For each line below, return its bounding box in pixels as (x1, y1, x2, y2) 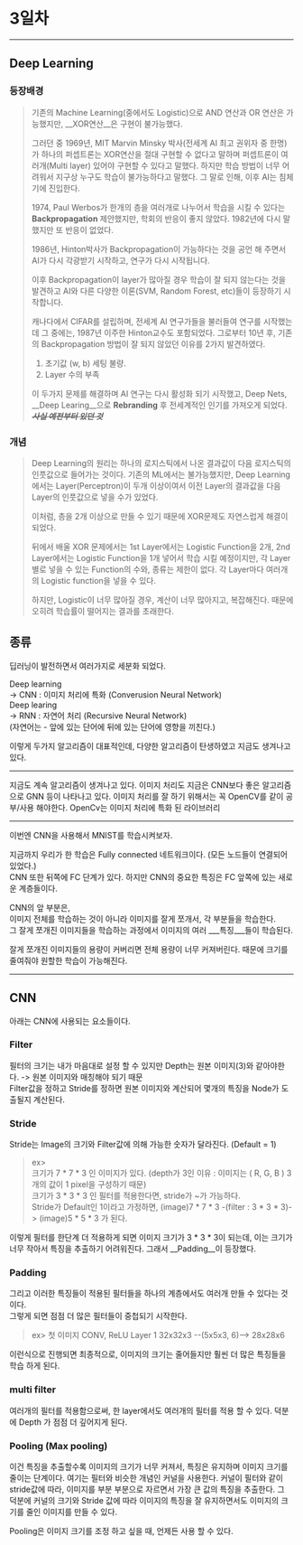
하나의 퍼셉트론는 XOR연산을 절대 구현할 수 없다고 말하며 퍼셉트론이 (41, 148, 280, 159)
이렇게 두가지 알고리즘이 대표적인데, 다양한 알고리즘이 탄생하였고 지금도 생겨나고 (9, 740, 291, 751)
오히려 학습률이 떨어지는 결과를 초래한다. (31, 605, 174, 616)
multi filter (9, 1383, 57, 1396)
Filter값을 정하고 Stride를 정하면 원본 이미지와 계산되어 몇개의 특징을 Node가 (9, 1082, 280, 1093)
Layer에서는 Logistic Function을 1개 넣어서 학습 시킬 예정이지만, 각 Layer (31, 552, 291, 563)
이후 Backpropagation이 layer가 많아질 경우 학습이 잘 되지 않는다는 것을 (31, 274, 287, 285)
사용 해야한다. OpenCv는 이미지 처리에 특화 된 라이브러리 (19, 801, 221, 813)
